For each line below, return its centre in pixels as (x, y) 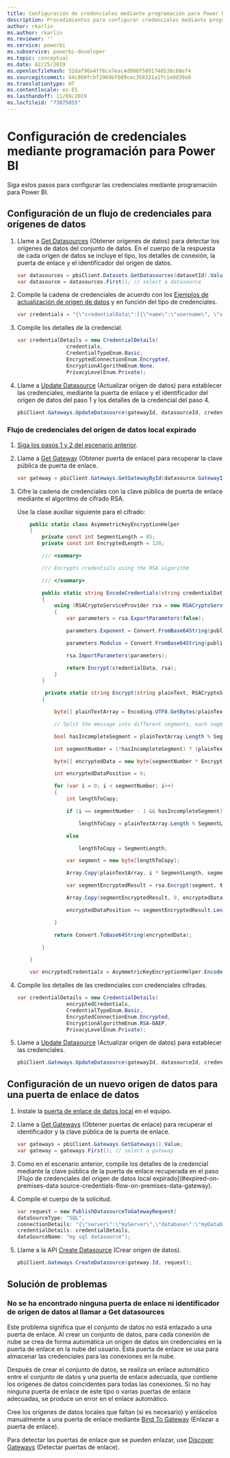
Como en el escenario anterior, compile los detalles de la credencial (113, 1164)
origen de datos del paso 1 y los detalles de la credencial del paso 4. (113, 400)
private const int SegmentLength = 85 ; (99, 537)
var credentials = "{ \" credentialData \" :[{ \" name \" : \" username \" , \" (118, 315)
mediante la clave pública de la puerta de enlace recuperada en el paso (118, 1171)
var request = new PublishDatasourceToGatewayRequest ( (97, 1211)
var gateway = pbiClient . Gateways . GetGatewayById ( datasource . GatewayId (121, 478)
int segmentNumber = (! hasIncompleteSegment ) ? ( (126, 749)
